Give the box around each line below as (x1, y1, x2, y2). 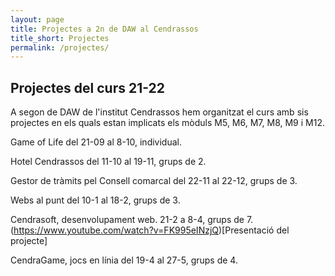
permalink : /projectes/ (10, 42, 110, 53)
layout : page (10, 14, 65, 25)
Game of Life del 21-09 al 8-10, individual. (10, 136, 182, 148)
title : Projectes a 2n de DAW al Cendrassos (10, 24, 199, 34)
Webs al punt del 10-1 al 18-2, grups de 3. (10, 194, 181, 206)
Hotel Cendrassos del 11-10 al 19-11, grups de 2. (10, 156, 207, 168)
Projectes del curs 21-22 (10, 79, 166, 96)
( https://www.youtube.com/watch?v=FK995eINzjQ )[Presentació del (10, 224, 290, 236)
